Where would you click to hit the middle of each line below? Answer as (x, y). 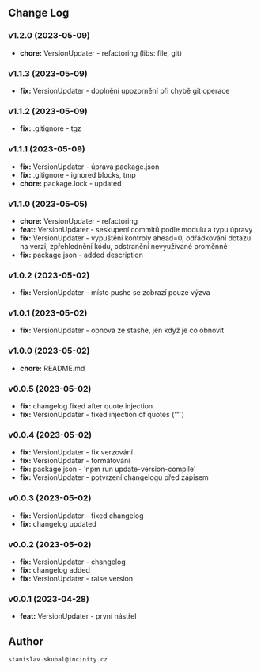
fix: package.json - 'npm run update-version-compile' (108, 469)
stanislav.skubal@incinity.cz (58, 660)
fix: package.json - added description (81, 255)
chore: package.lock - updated (70, 183)
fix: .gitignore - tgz (50, 128)
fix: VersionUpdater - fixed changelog (81, 516)
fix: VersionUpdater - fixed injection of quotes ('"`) (102, 415)
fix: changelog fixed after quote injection (86, 406)
